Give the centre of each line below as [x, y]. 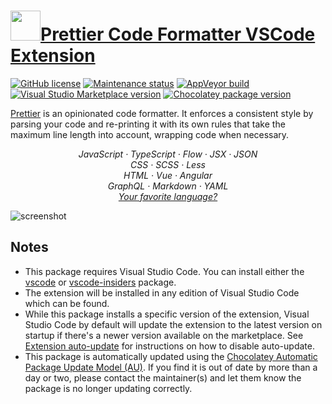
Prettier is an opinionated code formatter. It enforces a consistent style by [162, 113]
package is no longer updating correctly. [108, 388]
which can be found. [67, 303]
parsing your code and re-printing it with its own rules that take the [148, 124]
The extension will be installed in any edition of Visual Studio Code [162, 292]
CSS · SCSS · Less [168, 164]
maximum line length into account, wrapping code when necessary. [150, 134]
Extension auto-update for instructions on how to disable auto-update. [169, 346]
